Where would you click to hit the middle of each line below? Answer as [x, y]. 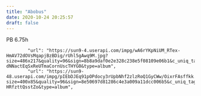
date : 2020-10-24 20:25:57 [40, 17]
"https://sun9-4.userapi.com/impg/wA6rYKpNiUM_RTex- [113, 51]
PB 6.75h [17, 40]
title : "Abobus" [26, 12]
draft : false [22, 23]
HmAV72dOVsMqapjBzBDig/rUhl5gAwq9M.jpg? [57, 56]
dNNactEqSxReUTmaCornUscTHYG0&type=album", [61, 66]
